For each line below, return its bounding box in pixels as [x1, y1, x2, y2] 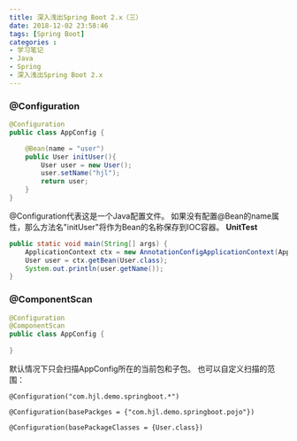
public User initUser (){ [25, 152, 117, 161]
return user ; [41, 177, 89, 186]
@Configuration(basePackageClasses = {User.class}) [9, 422, 203, 432]
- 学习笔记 [9, 46, 44, 55]
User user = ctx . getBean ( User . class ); [25, 256, 168, 265]
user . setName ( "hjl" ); [41, 169, 121, 178]
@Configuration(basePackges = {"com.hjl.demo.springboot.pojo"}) [9, 407, 255, 416]
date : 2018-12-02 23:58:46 [9, 21, 109, 30]
